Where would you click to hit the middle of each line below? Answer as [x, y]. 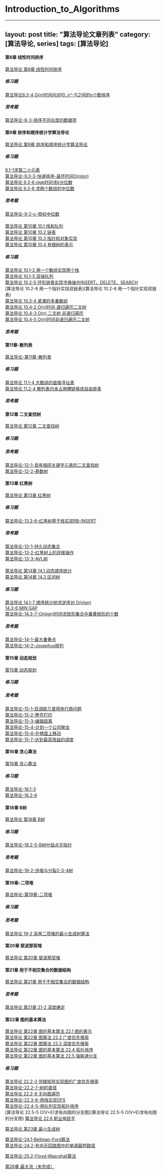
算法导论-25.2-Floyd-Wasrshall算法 [41, 1156]
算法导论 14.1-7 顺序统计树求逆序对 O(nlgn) [48, 603]
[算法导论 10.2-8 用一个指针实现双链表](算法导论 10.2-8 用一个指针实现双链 [81, 289]
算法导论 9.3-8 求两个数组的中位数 [40, 188]
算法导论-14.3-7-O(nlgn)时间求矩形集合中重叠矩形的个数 [62, 614]
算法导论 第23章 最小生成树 [33, 1129]
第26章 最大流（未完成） [30, 1167]
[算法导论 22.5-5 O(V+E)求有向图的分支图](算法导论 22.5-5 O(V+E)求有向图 [81, 1112]
